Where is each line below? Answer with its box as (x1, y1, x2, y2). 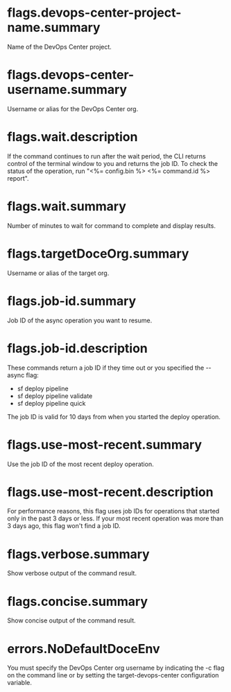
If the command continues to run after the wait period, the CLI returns (7, 151, 206, 160)
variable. (7, 679, 33, 687)
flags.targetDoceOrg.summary (7, 245, 189, 261)
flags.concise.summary (7, 593, 148, 609)
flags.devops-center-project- (7, 5, 182, 21)
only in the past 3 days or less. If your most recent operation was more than (7, 514, 224, 522)
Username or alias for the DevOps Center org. (7, 104, 139, 113)
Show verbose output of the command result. (7, 569, 137, 577)
